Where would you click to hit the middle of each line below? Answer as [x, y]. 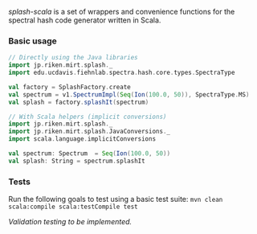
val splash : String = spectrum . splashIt [77, 161]
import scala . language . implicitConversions [82, 139]
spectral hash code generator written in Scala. [85, 20]
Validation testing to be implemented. [70, 222]
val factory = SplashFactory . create [69, 87]
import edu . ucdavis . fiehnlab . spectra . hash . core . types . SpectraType [122, 73]
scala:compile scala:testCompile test [73, 207]
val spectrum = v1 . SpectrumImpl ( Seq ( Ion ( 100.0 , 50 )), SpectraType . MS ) [129, 94]
